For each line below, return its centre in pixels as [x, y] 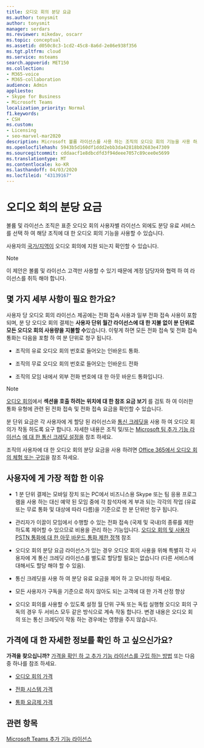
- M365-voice [23, 74]
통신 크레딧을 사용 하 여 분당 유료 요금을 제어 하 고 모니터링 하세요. [93, 578]
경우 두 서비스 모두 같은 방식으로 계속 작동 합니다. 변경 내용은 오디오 [107, 611]
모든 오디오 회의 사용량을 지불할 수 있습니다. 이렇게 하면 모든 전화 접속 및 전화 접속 [102, 330]
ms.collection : [25, 68]
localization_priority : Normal [46, 108]
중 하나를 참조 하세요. [31, 664]
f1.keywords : [23, 114]
